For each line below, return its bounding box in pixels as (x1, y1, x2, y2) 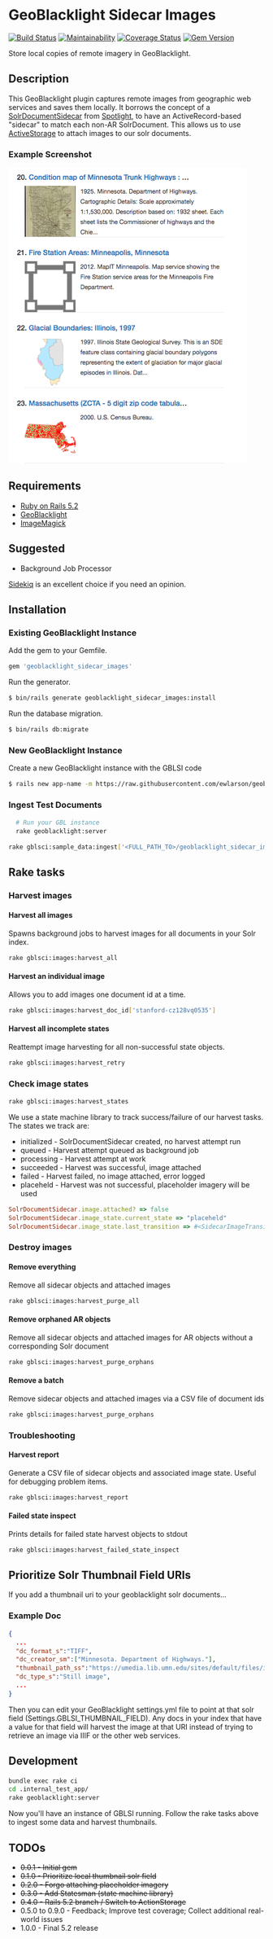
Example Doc (8, 1610, 62, 1621)
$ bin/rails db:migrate (8, 726, 89, 734)
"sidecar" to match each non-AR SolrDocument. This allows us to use (8, 120, 241, 129)
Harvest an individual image (8, 972, 106, 981)
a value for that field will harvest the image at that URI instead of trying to (8, 1722, 253, 1731)
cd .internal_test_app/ (8, 1785, 89, 1793)
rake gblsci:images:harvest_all (8, 954, 118, 962)
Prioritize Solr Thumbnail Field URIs (8, 1568, 191, 1582)
